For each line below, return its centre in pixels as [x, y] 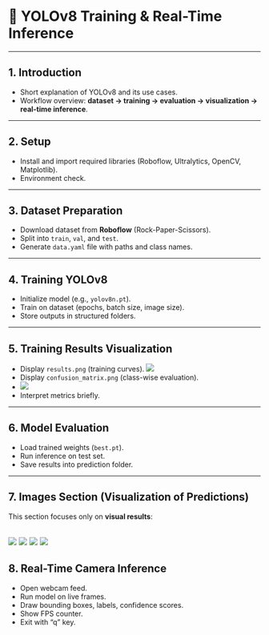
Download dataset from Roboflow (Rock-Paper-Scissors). [115, 230]
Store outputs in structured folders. [78, 316]
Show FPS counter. [51, 613]
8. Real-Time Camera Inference [87, 569]
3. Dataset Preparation [66, 210]
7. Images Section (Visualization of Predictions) [129, 497]
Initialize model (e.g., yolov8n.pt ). [75, 299]
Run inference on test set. [62, 456]
